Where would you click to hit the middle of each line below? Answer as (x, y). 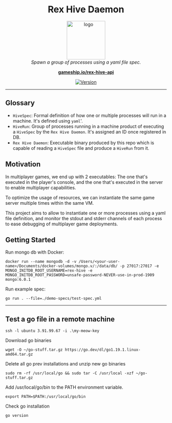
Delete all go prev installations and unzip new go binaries (66, 364)
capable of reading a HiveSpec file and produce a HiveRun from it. (81, 148)
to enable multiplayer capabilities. (41, 187)
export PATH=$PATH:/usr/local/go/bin (46, 397)
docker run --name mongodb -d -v (41, 262)
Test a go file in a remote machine (60, 319)
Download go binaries (28, 340)
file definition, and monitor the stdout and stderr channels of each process (84, 218)
